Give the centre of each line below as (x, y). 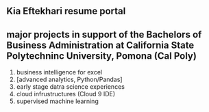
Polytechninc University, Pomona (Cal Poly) (101, 56)
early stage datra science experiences (70, 87)
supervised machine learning (57, 101)
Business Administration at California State (100, 45)
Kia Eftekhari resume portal (66, 11)
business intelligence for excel (59, 72)
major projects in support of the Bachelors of (104, 34)
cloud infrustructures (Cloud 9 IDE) (66, 94)
